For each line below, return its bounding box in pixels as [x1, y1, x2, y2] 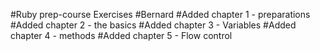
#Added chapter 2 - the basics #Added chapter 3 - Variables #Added [10, 19, 297, 31]
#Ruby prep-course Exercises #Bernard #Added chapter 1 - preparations [10, 9, 311, 20]
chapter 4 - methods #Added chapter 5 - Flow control [10, 30, 233, 41]
